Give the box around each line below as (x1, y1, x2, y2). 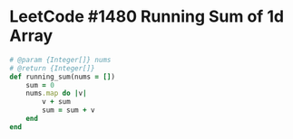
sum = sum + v (42, 106, 95, 115)
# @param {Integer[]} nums (9, 55, 112, 64)
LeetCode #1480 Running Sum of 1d (9, 6, 284, 27)
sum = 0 (25, 80, 54, 89)
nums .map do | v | (25, 88, 88, 98)
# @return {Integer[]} (9, 63, 95, 73)
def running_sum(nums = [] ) (9, 72, 116, 81)
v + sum (42, 97, 71, 107)
